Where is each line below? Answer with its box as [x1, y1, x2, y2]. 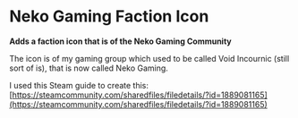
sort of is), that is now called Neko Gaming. [9, 63, 168, 73]
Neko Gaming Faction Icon [9, 6, 209, 27]
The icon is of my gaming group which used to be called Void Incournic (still [9, 53, 290, 63]
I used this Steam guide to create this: [9, 80, 149, 90]
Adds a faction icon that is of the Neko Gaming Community [9, 36, 233, 46]
